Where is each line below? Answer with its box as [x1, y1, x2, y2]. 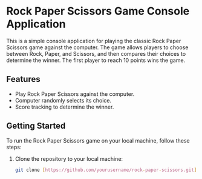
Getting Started [6, 121, 66, 131]
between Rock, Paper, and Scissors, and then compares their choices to [6, 50, 186, 57]
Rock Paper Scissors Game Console [6, 4, 190, 18]
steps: [6, 143, 22, 150]
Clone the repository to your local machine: [15, 155, 123, 162]
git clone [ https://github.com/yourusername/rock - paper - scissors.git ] [15, 167, 197, 173]
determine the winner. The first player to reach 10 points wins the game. [6, 56, 186, 64]
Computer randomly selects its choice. [15, 96, 112, 104]
